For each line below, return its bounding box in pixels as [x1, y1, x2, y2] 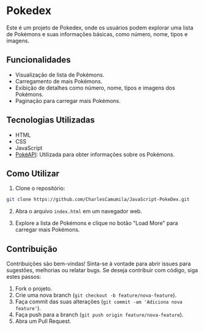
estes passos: [6, 273, 42, 281]
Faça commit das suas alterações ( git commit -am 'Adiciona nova [15, 298, 183, 305]
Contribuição [6, 243, 58, 254]
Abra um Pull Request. [15, 318, 71, 325]
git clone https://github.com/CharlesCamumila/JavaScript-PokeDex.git [6, 197, 190, 203]
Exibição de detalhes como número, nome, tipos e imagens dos [15, 84, 175, 91]
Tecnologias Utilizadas [6, 115, 95, 126]
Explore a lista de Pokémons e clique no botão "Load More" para [15, 219, 178, 227]
